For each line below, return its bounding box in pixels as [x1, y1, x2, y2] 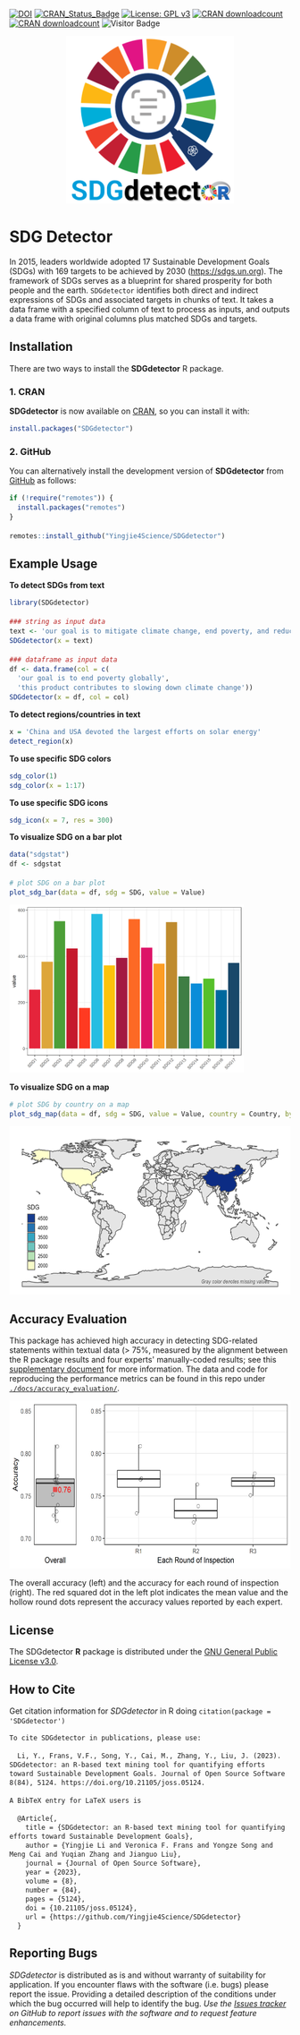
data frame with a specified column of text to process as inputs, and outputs [9, 304, 290, 314]
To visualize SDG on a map [9, 1082, 110, 1092]
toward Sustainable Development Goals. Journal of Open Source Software [9, 1769, 286, 1778]
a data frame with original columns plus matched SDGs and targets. [9, 313, 258, 324]
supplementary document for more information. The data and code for [9, 1364, 268, 1374]
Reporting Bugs [9, 1945, 98, 1961]
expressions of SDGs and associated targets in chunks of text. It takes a [9, 294, 274, 304]
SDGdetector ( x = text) [9, 636, 94, 645]
